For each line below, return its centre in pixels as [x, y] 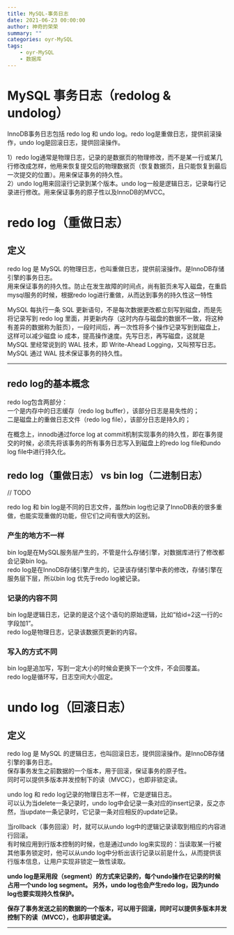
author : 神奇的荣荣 [33, 26]
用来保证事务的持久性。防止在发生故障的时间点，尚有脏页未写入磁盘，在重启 [117, 286]
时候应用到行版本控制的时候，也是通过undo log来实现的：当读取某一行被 [117, 844]
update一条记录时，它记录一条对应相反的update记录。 [103, 812]
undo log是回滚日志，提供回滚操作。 [71, 142]
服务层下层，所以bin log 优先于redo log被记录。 [76, 578]
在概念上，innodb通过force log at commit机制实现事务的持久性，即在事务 [112, 434]
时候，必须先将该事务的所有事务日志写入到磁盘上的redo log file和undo [120, 442]
